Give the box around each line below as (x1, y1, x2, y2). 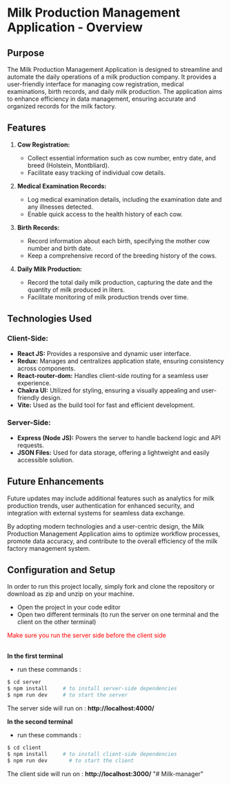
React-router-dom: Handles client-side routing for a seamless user (17, 371, 209, 379)
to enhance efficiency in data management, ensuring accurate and (7, 95, 197, 103)
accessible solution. (17, 455, 74, 464)
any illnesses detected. (27, 202, 93, 211)
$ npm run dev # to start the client (7, 757, 134, 764)
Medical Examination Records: (17, 182, 107, 190)
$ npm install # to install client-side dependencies (7, 750, 177, 757)
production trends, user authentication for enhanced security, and (7, 501, 194, 509)
